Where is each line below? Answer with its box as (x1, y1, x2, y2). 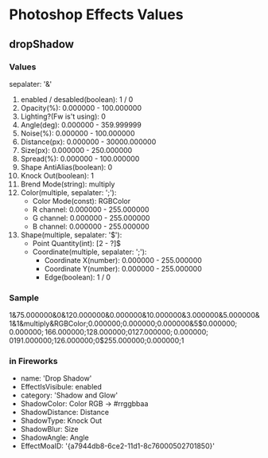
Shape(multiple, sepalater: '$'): (20, 229, 122, 240)
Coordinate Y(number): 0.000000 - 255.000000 (44, 264, 202, 273)
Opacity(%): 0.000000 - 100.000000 (20, 103, 142, 112)
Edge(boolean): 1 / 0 (44, 272, 111, 282)
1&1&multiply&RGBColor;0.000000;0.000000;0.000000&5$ (9, 319, 204, 328)
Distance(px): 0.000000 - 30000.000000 (20, 137, 157, 147)
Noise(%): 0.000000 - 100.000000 (20, 128, 135, 138)
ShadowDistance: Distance (20, 408, 110, 417)
